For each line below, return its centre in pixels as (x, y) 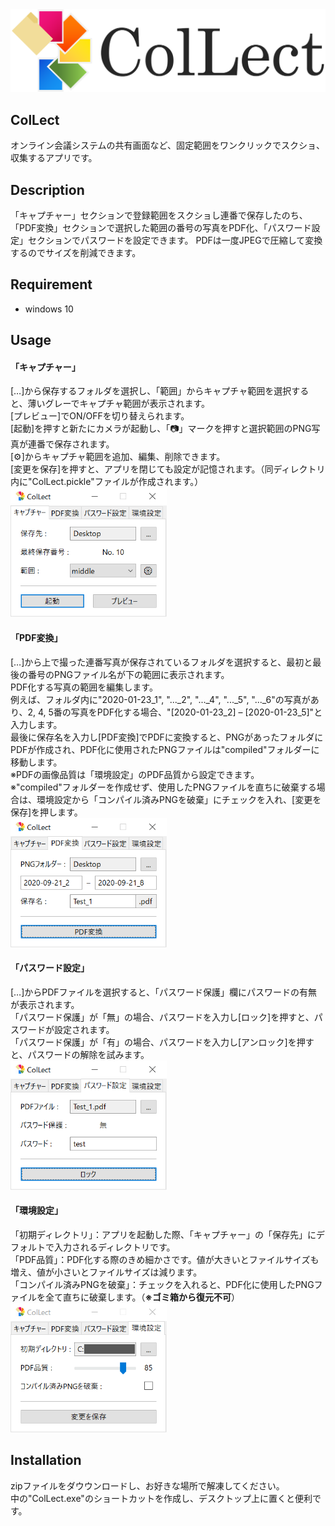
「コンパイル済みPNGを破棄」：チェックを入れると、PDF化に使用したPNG (162, 1285)
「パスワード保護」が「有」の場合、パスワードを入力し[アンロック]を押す (162, 1042)
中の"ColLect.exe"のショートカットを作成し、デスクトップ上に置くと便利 (161, 1498)
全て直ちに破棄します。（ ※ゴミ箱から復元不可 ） (142, 1297)
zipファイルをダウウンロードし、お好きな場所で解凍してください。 (147, 1485)
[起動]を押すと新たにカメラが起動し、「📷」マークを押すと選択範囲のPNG (161, 429)
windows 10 (49, 309)
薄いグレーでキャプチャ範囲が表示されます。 (119, 404)
